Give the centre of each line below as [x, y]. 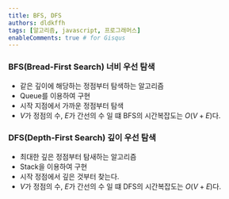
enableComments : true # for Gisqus [67, 38]
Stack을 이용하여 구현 [53, 166]
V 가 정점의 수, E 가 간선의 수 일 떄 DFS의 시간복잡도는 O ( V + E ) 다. [120, 186]
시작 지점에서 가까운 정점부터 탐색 [72, 105]
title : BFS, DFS [35, 15]
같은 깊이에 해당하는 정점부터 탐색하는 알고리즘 [92, 86]
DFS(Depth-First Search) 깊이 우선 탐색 [82, 138]
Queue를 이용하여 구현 [55, 95]
